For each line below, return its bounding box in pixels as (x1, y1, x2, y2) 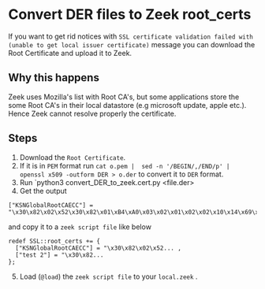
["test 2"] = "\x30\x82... (15, 250, 104, 259)
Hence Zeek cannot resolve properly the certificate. (8, 109, 177, 118)
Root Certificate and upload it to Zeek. (8, 48, 132, 57)
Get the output (19, 186, 67, 195)
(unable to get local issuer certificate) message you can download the (8, 39, 256, 49)
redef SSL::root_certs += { (8, 237, 101, 245)
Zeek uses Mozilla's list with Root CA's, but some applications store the (8, 92, 240, 102)
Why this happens (8, 71, 100, 84)
